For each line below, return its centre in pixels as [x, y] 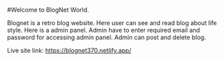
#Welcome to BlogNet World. [48, 10]
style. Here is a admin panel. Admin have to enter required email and [104, 30]
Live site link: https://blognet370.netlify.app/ [69, 50]
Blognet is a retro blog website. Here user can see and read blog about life [112, 23]
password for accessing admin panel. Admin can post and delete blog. [107, 37]
